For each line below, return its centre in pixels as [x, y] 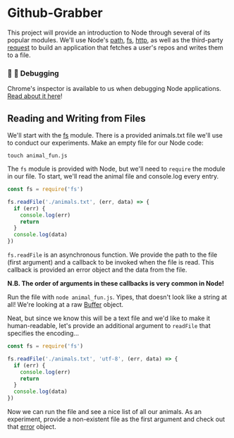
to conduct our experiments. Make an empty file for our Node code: [106, 143]
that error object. [32, 427]
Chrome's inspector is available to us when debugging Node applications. [115, 89]
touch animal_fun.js [38, 156]
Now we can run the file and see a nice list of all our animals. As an [105, 412]
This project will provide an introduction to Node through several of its [109, 32]
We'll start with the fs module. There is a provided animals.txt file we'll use [115, 135]
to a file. [19, 55]
